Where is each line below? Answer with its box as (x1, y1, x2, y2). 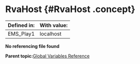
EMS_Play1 (8, 30, 35, 37)
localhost (40, 30, 62, 37)
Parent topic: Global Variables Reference (5, 53, 90, 59)
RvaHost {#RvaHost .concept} (5, 4, 135, 15)
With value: (40, 22, 68, 29)
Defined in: (8, 22, 35, 29)
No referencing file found (5, 43, 60, 49)
